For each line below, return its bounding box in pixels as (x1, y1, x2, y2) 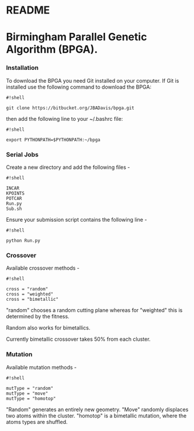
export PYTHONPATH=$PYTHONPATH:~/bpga (6, 137, 101, 142)
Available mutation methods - (6, 364, 77, 371)
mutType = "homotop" (6, 395, 57, 402)
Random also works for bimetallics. (6, 324, 91, 331)
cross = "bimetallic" (6, 297, 59, 303)
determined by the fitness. (6, 313, 70, 320)
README (6, 4, 50, 17)
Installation (6, 64, 39, 72)
